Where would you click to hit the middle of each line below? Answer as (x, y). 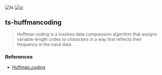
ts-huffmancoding (33, 22)
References (19, 57)
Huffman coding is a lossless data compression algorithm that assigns (87, 34)
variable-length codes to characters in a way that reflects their (79, 39)
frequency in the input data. (45, 44)
